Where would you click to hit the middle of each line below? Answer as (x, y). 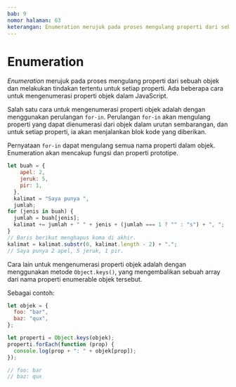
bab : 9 (17, 14)
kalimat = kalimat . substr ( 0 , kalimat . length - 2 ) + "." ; (92, 244)
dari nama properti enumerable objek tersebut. (75, 279)
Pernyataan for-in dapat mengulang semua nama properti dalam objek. (111, 145)
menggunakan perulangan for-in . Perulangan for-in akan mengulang (109, 117)
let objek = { (28, 306)
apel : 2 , (33, 173)
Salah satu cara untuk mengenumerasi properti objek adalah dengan (106, 110)
